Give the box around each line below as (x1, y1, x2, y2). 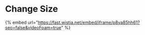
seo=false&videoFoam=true (5, 24, 62, 30)
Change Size (5, 3, 58, 15)
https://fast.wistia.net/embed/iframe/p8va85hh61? (37, 19, 140, 25)
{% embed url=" (5, 19, 38, 25)
